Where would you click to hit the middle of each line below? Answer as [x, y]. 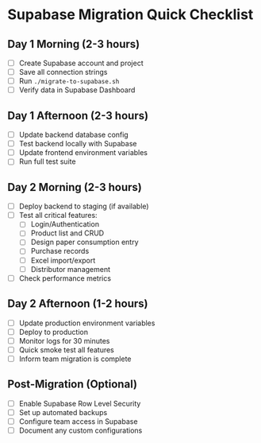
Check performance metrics [65, 278]
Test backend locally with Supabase [78, 144]
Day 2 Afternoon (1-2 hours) [78, 304]
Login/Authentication [65, 224]
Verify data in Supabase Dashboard [77, 90]
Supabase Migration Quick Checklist [130, 15]
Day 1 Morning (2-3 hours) [74, 44]
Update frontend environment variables [83, 153]
